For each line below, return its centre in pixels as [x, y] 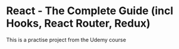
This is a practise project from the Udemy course [66, 40]
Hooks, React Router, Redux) [78, 23]
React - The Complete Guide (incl [90, 11]
